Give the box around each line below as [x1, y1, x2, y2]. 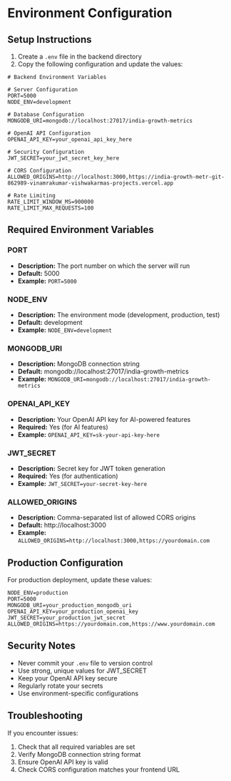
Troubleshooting [7, 710, 83, 722]
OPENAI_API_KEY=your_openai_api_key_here [7, 136, 133, 143]
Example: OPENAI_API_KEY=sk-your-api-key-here [17, 430, 160, 439]
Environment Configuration [7, 5, 173, 21]
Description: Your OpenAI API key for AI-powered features [17, 415, 191, 423]
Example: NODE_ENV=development [17, 326, 113, 334]
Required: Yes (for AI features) [17, 423, 108, 431]
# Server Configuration [7, 86, 78, 93]
